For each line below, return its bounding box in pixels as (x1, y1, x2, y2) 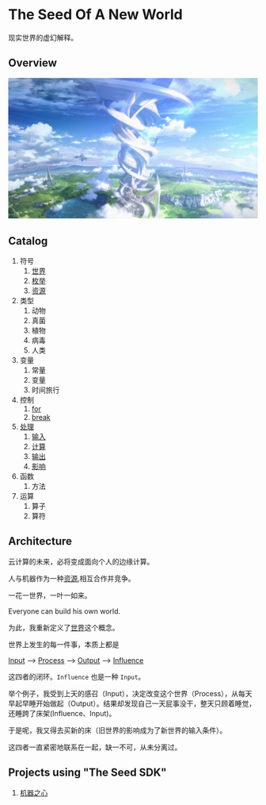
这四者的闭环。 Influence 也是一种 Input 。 (8, 672, 146, 681)
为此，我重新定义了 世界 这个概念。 (8, 622, 120, 632)
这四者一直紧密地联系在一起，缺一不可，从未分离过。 (8, 742, 182, 752)
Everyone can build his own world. (8, 606, 121, 616)
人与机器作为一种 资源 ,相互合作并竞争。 (8, 573, 136, 583)
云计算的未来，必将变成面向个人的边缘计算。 (8, 557, 154, 566)
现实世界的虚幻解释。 (8, 33, 78, 42)
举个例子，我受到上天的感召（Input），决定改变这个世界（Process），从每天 (8, 688, 253, 698)
